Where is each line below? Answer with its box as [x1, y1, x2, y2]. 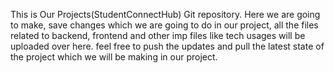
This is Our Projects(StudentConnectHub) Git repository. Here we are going [10, 9, 321, 20]
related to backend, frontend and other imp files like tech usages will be [10, 30, 306, 41]
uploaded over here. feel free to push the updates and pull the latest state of [10, 40, 325, 52]
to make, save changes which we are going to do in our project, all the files [10, 19, 319, 31]
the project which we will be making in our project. [10, 51, 218, 63]
